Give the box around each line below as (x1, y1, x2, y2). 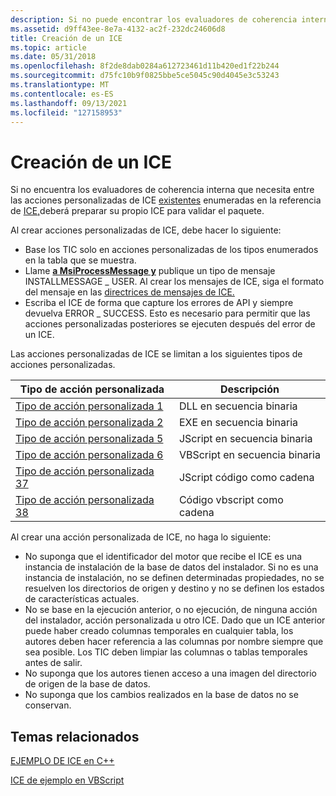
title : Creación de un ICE (10, 33, 123, 43)
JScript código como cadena (178, 471, 315, 485)
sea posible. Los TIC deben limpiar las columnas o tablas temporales (24, 646, 308, 658)
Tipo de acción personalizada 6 (15, 448, 164, 462)
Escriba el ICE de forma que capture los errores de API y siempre (24, 297, 294, 309)
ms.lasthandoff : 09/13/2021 (10, 98, 128, 108)
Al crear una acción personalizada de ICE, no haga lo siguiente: (10, 531, 272, 543)
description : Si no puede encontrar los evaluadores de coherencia (10, 14, 298, 25)
